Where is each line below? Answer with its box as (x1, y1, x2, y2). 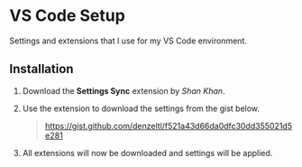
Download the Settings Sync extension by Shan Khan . (22, 85, 225, 96)
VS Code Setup (9, 5, 126, 26)
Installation (9, 61, 74, 77)
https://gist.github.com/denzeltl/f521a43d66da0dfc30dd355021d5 (44, 120, 293, 131)
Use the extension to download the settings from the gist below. (22, 103, 260, 114)
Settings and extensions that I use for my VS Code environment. (9, 35, 248, 46)
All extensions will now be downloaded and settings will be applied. (22, 147, 273, 158)
